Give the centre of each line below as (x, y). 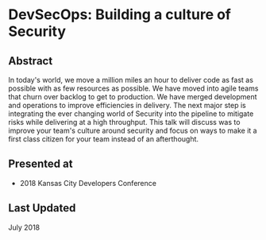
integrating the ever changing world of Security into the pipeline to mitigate (131, 114)
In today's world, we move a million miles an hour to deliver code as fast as (131, 80)
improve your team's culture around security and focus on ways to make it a (133, 130)
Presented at (40, 164)
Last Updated (42, 208)
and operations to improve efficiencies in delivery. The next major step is (127, 105)
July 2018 (24, 227)
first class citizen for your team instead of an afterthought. (104, 139)
